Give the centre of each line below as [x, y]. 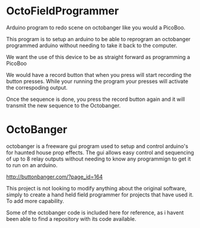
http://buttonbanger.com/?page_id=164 [55, 177]
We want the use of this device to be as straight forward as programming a [98, 57]
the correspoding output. [37, 87]
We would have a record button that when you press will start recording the [99, 75]
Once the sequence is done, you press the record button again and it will [96, 99]
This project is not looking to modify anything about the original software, [96, 188]
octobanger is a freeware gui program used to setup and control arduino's [97, 146]
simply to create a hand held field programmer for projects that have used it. [100, 195]
